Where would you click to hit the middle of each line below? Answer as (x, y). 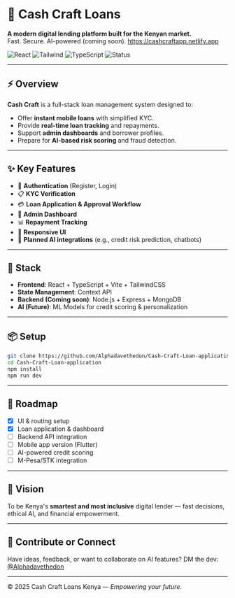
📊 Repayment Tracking (52, 222)
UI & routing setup (43, 421)
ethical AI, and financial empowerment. (64, 513)
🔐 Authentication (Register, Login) (67, 185)
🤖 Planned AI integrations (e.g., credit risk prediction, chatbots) (109, 239)
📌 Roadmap (33, 404)
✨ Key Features (41, 169)
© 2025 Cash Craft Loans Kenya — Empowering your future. (94, 586)
